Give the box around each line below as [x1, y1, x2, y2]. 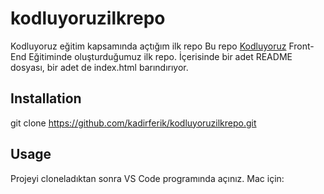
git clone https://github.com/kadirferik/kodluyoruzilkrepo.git [10, 117, 257, 129]
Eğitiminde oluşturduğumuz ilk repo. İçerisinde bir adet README [28, 50, 293, 62]
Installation [10, 90, 82, 107]
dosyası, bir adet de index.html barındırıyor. [10, 61, 189, 73]
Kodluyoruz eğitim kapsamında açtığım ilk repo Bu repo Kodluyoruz [10, 40, 287, 52]
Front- [288, 40, 315, 52]
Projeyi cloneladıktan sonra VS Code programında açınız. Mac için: [10, 172, 285, 184]
